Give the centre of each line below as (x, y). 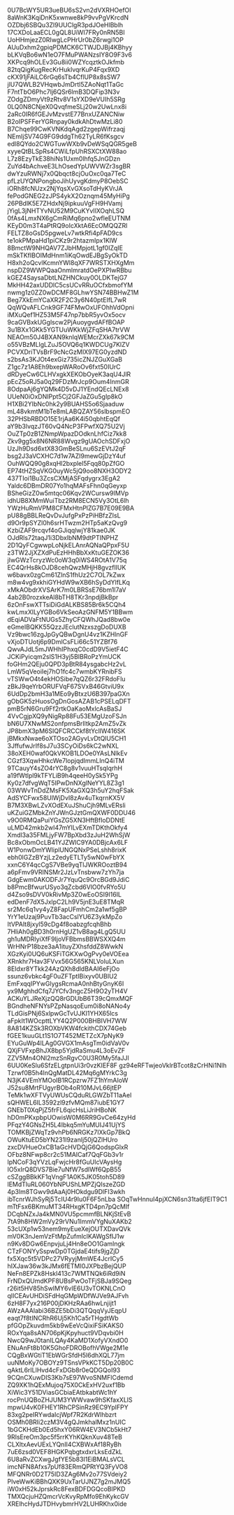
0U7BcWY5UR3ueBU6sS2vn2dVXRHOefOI (69, 10)
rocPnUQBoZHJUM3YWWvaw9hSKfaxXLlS (70, 1400)
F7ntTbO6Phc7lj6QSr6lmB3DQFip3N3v (64, 92)
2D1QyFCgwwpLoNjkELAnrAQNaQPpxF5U (68, 545)
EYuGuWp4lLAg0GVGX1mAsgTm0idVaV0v (68, 1043)
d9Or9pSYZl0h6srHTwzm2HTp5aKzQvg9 (67, 523)
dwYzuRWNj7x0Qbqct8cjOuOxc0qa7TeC (67, 173)
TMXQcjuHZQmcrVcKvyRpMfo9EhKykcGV (68, 1496)
